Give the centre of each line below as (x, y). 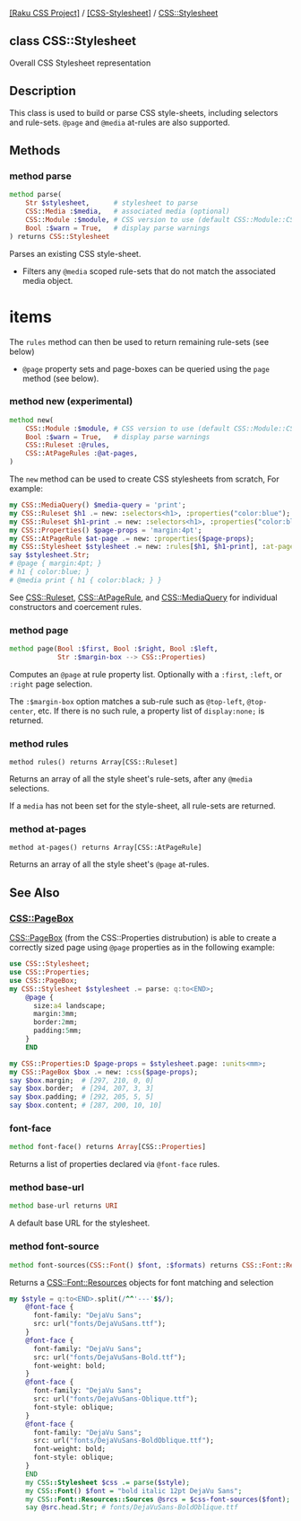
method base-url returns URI (64, 1206)
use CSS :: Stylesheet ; (50, 964)
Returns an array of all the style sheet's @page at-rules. (109, 864)
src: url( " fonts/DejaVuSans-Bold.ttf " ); (109, 1357)
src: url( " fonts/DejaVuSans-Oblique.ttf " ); (116, 1399)
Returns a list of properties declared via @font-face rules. (115, 1164)
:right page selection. (51, 684)
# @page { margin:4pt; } (56, 564)
